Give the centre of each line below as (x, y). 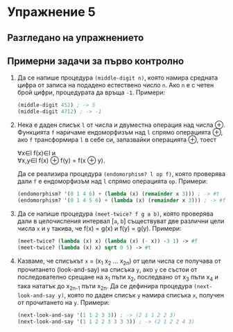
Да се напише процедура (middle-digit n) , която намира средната (118, 78)
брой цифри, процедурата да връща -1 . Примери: (91, 93)
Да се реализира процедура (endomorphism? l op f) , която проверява (121, 174)
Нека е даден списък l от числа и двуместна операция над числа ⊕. (121, 125)
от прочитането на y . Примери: (63, 303)
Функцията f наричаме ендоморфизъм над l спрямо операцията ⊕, (120, 132)
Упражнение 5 (51, 12)
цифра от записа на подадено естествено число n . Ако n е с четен (115, 85)
